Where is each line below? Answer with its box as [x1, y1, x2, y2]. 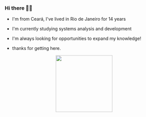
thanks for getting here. [12, 45, 61, 51]
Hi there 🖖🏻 [5, 5, 33, 12]
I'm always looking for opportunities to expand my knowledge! [12, 35, 141, 42]
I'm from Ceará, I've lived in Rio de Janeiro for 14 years [12, 16, 126, 22]
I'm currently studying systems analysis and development [12, 26, 132, 32]
